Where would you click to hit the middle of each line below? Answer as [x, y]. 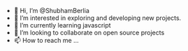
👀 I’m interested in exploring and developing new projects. [97, 18]
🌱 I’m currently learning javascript [62, 25]
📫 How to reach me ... [46, 40]
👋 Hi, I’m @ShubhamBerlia [51, 11]
